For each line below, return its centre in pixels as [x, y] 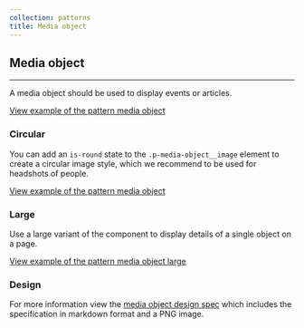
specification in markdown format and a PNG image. [107, 314]
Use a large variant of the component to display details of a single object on [151, 234]
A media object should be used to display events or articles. [121, 93]
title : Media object [48, 26]
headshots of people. [49, 173]
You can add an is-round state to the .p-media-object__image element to [144, 154]
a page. [24, 243]
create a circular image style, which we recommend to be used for [133, 163]
